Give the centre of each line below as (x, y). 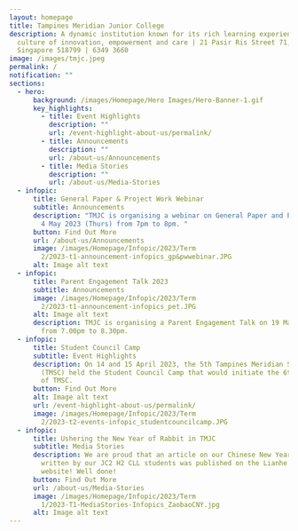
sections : (27, 83)
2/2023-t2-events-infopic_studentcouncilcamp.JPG (134, 422)
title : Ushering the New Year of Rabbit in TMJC (124, 439)
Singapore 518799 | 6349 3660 (73, 51)
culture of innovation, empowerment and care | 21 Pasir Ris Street (146, 42)
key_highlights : (63, 108)
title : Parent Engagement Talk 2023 (100, 281)
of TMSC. (57, 381)
